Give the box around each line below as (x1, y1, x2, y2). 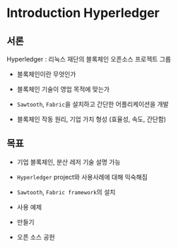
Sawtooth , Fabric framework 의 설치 (16, 187, 116, 196)
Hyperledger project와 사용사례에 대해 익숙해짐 (16, 172, 148, 181)
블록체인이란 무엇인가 (16, 70, 76, 78)
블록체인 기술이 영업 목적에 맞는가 (16, 85, 110, 93)
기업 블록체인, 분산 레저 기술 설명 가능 (16, 158, 121, 166)
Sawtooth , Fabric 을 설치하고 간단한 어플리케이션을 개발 (16, 100, 169, 108)
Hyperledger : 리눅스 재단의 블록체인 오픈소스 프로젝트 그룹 (6, 55, 171, 63)
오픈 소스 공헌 (16, 232, 55, 241)
